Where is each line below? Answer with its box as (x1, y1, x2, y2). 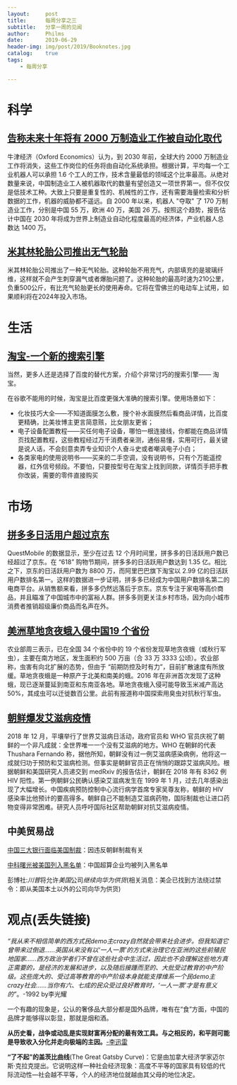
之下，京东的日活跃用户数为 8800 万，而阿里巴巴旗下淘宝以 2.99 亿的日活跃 (7, 567, 229, 575)
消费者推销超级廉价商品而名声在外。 (7, 602, 113, 611)
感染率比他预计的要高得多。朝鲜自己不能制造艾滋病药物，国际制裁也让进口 (7, 794, 224, 803)
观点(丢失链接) (7, 912, 92, 928)
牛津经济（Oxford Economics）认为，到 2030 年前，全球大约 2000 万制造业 (7, 152, 229, 161)
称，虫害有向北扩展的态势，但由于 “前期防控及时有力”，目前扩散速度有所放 (7, 662, 225, 671)
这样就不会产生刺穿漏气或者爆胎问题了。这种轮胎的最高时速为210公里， (19, 275, 228, 283)
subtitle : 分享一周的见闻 (7, 23, 83, 30)
